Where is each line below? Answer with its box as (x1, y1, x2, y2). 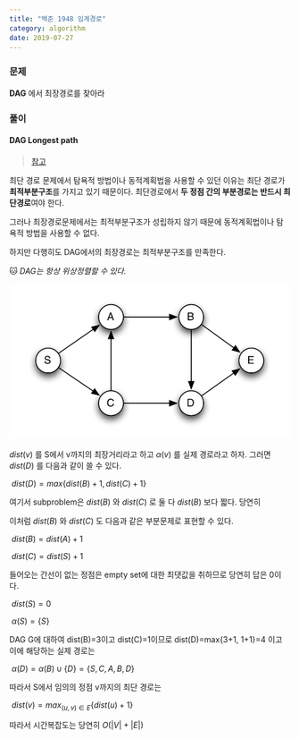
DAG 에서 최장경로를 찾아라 (9, 88, 105, 98)
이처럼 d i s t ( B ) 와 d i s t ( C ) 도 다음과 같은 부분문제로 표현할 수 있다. (9, 515, 234, 526)
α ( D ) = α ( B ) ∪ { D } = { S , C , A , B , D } (11, 663, 136, 674)
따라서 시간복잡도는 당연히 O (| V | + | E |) (9, 720, 145, 731)
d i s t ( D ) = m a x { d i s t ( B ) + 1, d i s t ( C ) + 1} (11, 478, 147, 488)
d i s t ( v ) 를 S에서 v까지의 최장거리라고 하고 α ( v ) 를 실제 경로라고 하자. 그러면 (9, 448, 271, 460)
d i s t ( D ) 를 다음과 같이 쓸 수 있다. (9, 460, 122, 471)
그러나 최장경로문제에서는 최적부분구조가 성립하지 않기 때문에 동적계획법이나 (9, 216, 275, 227)
